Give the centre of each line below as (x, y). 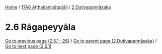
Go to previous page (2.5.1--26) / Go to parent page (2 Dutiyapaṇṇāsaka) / (81, 41)
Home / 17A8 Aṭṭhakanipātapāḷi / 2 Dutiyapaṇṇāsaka (58, 7)
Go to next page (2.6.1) (28, 46)
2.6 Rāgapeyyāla (40, 27)
